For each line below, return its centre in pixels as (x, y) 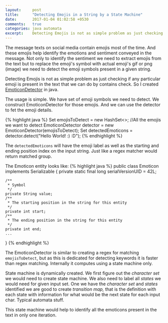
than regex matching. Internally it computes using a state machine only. (79, 263)
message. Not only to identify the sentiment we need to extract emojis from (83, 58)
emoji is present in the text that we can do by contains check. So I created (82, 84)
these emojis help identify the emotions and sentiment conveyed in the (78, 53)
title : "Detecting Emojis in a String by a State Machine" (74, 15)
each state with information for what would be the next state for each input (83, 295)
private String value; (29, 194)
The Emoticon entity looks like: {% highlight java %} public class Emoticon (82, 166)
